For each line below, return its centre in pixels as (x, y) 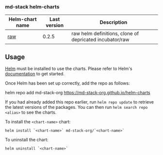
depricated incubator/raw (100, 40)
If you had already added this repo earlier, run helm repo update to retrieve (80, 102)
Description (114, 22)
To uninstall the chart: (27, 140)
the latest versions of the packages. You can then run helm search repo (76, 107)
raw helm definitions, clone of (105, 34)
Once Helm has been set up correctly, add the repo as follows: (67, 83)
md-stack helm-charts (32, 7)
